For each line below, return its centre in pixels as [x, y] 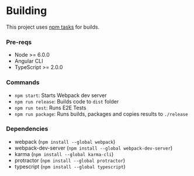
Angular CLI [29, 61]
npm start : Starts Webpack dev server [60, 95]
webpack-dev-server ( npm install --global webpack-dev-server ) [93, 148]
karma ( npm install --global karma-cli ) [64, 154]
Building [27, 11]
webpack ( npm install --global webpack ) [65, 142]
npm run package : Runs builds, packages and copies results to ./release [101, 114]
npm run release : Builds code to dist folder [67, 101]
